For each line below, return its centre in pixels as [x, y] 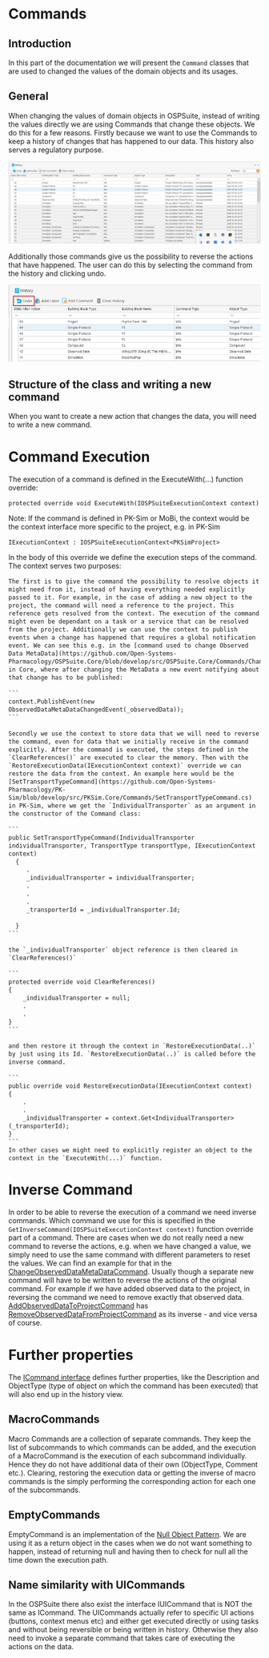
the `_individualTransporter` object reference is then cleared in [123, 950]
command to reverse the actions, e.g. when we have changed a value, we [130, 1246]
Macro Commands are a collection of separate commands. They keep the [130, 1439]
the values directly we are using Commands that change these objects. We [132, 124]
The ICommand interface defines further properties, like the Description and [134, 1377]
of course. [25, 1323]
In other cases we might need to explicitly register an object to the [130, 1150]
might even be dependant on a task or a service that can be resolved [128, 622]
